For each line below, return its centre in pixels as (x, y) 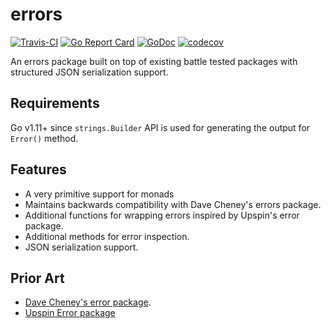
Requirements (55, 103)
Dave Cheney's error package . (88, 302)
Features (38, 169)
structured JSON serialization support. (89, 72)
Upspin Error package (70, 313)
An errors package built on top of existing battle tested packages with (154, 61)
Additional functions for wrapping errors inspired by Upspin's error (162, 215)
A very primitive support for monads (99, 194)
